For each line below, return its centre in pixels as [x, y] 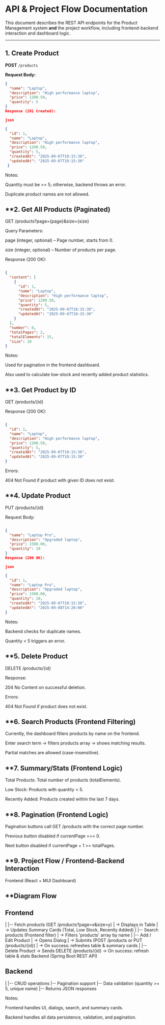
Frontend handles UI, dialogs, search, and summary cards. [64, 1007]
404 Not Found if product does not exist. [46, 706]
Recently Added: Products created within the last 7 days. [62, 799]
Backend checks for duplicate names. [43, 631]
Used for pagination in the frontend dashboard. [53, 365]
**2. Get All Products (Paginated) [58, 209]
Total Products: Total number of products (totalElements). [63, 780]
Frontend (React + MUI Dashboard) [41, 880]
